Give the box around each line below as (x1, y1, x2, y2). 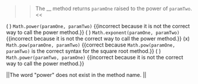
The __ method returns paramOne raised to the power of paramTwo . (35, 5, 192, 12)
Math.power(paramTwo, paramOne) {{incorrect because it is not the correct (6, 54, 183, 61)
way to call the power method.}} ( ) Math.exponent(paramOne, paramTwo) (6, 29, 180, 36)
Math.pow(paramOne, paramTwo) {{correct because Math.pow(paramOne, (6, 41, 176, 48)
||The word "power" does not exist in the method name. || (6, 72, 147, 78)
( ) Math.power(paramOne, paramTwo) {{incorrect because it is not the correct (6, 23, 190, 29)
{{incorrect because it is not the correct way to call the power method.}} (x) (6, 35, 190, 42)
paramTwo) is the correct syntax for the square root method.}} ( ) (6, 48, 161, 55)
